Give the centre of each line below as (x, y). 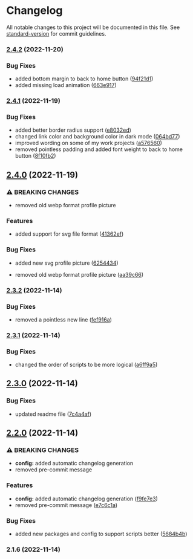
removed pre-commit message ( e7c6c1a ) (66, 505)
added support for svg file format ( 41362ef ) (69, 234)
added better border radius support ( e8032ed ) (73, 130)
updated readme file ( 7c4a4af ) (53, 414)
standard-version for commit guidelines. (56, 33)
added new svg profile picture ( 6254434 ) (67, 263)
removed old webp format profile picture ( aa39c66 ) (79, 274)
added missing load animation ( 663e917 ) (66, 85)
